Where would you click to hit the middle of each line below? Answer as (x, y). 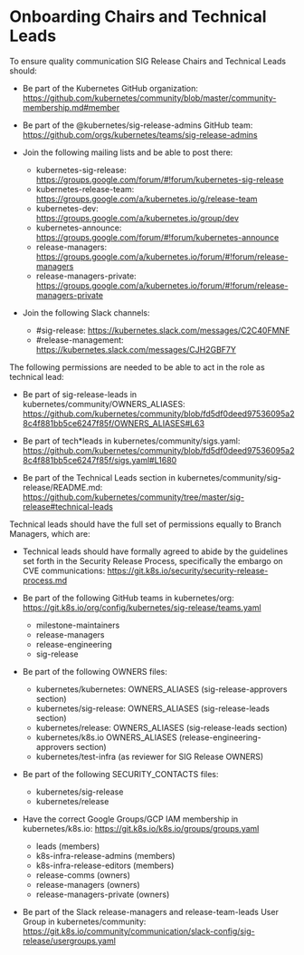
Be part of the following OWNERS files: (95, 671)
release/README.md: (62, 487)
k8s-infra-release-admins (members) (105, 855)
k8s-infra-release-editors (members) (105, 865)
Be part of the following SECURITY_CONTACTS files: (120, 774)
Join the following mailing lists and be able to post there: (128, 152)
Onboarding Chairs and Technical (138, 17)
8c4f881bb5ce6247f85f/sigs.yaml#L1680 (100, 460)
